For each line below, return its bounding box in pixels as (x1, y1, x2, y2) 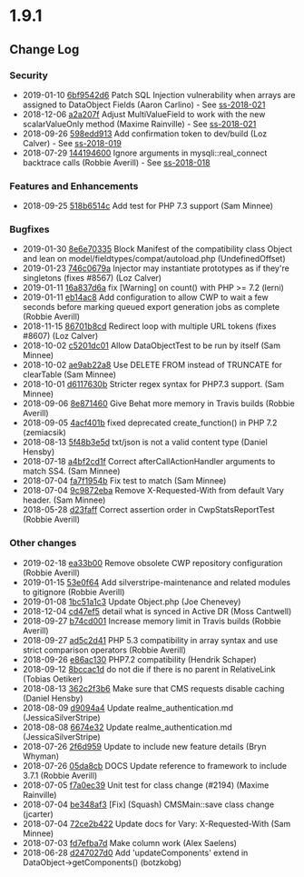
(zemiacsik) (22, 427, 66, 438)
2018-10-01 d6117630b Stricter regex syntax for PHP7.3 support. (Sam (22, 379, 284, 390)
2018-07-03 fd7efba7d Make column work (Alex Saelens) (22, 837, 238, 848)
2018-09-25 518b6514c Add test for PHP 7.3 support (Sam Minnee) (22, 201, 274, 212)
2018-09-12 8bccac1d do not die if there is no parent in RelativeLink (22, 663, 276, 674)
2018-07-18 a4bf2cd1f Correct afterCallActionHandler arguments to (22, 456, 276, 467)
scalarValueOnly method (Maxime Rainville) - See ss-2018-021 (22, 118, 257, 129)
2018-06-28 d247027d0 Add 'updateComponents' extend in (22, 847, 249, 858)
